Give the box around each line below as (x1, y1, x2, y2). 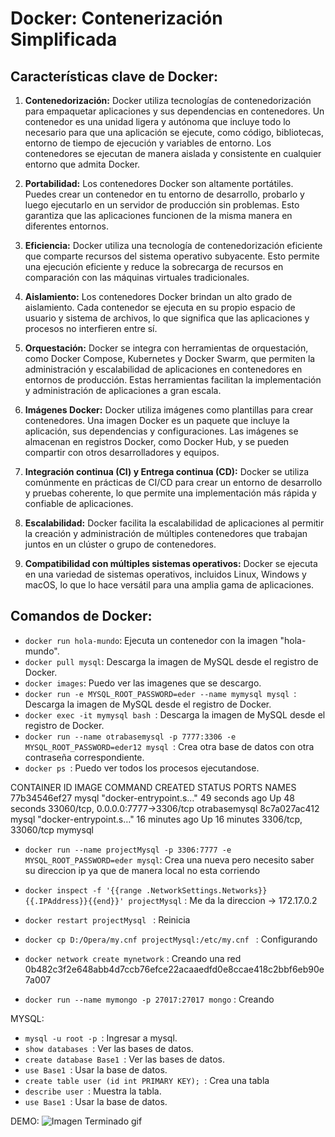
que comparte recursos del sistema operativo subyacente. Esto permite (24, 250, 320, 262)
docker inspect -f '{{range (24, 885, 142, 896)
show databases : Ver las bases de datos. (24, 1042, 194, 1054)
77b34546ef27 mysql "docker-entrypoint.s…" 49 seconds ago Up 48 (10, 792, 295, 804)
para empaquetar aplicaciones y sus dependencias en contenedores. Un (24, 105, 325, 117)
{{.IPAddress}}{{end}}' (24, 896, 125, 906)
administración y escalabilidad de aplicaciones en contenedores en (24, 363, 303, 375)
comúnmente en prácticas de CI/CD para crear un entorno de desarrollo (24, 477, 323, 488)
